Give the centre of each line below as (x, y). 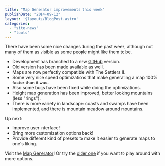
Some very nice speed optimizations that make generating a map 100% (85, 77)
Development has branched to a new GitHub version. (66, 62)
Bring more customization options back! (53, 133)
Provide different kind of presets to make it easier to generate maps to (83, 138)
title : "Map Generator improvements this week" (55, 10)
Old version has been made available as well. (58, 67)
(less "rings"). (26, 98)
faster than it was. (31, 83)
